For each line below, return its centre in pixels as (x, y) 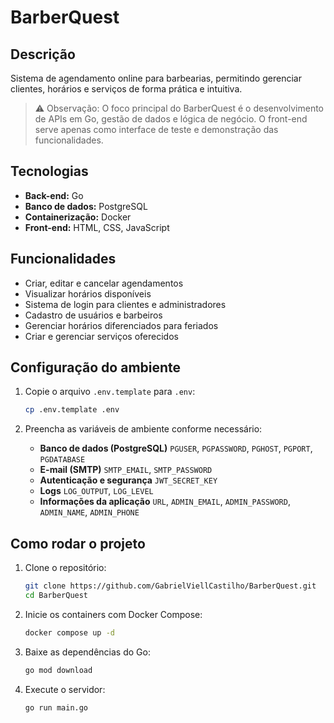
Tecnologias (49, 171)
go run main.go (56, 707)
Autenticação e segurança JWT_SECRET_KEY (128, 480)
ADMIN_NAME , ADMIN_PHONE (89, 512)
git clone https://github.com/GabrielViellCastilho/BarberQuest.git (170, 586)
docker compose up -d (69, 632)
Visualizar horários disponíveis (88, 293)
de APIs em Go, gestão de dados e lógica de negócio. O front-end (171, 119)
